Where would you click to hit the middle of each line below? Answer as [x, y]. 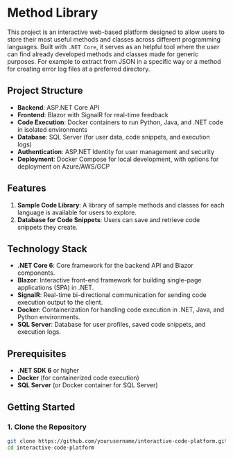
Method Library [53, 13]
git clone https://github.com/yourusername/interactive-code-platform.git [118, 441]
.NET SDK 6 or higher [48, 371]
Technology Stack [47, 249]
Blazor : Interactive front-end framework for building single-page [109, 280]
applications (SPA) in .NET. [55, 288]
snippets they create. [48, 227]
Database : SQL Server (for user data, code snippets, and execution [113, 137]
